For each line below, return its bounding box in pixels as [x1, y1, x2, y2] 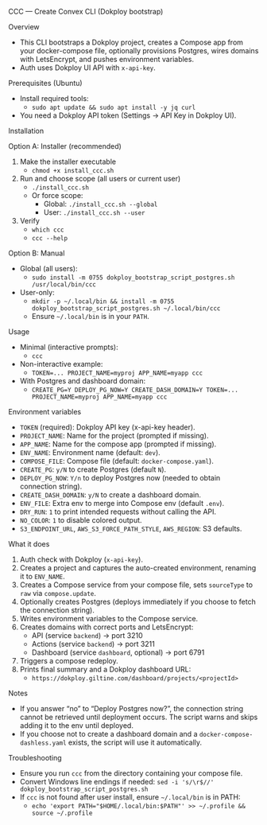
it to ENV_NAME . [19, 572, 65, 581]
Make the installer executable [19, 157, 117, 166]
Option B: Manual [8, 248, 65, 258]
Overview [8, 22, 40, 31]
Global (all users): [19, 264, 78, 273]
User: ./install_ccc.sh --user [43, 208, 145, 217]
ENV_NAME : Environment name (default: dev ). [19, 448, 161, 457]
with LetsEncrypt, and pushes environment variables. [19, 55, 195, 64]
